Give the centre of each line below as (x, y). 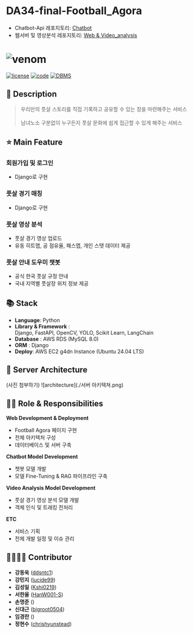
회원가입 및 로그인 (30, 163)
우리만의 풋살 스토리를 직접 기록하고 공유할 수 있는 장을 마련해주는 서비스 (104, 109)
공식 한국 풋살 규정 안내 (41, 276)
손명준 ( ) (24, 602)
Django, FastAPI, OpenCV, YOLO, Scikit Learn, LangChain (84, 333)
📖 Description (31, 94)
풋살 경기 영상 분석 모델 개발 (47, 500)
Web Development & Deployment (47, 418)
